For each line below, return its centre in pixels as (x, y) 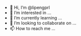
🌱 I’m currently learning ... (36, 18)
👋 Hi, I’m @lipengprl (30, 8)
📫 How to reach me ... (32, 28)
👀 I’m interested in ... (30, 13)
